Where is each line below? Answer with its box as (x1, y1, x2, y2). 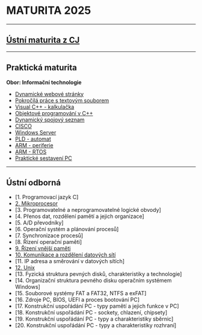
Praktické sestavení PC (14, 155, 72, 162)
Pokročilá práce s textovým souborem (14, 97, 109, 104)
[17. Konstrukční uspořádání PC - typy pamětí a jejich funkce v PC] (14, 302, 179, 310)
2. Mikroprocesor (14, 200, 58, 207)
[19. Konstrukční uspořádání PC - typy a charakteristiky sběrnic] (14, 315, 174, 323)
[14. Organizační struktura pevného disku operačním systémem (14, 277, 173, 284)
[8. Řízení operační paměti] (14, 238, 82, 246)
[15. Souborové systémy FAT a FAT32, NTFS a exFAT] (14, 290, 147, 297)
